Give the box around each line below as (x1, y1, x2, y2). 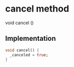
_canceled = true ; (10, 52, 49, 57)
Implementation (5, 34, 56, 43)
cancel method (5, 3, 69, 15)
